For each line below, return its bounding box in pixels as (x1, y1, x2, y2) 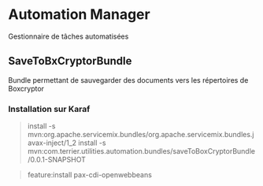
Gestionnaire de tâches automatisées (8, 32, 129, 41)
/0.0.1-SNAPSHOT (27, 155, 87, 165)
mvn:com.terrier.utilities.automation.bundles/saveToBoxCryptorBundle (27, 147, 256, 156)
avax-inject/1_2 (27, 138, 77, 147)
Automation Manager (8, 6, 151, 24)
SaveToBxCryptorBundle (8, 54, 132, 68)
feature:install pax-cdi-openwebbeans (27, 170, 152, 180)
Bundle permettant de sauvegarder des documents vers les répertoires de (8, 75, 249, 84)
